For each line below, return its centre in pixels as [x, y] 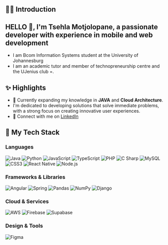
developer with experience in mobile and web [79, 35]
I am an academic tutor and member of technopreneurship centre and [86, 66]
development [27, 43]
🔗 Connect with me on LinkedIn [46, 116]
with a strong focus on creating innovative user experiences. [76, 111]
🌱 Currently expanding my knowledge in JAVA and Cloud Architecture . [88, 100]
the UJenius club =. [33, 72]
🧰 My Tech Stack [32, 132]
